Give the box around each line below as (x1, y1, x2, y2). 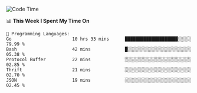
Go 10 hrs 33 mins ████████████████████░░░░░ (6, 36, 192, 42)
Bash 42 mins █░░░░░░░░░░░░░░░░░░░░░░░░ (6, 46, 192, 52)
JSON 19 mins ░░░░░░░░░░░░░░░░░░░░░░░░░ (6, 77, 192, 83)
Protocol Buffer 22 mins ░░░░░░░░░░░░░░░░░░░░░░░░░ (6, 57, 192, 62)
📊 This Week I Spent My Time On (6, 18, 90, 24)
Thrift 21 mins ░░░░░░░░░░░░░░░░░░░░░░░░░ (6, 67, 192, 73)
